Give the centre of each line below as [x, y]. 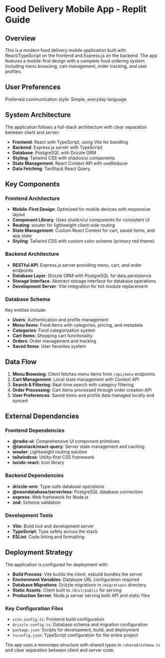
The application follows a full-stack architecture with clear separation [76, 127]
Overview [21, 38]
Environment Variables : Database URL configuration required [76, 579]
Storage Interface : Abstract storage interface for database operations [84, 281]
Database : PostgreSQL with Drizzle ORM [54, 152]
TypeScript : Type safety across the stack [55, 531]
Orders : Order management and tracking [54, 341]
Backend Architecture [32, 254]
